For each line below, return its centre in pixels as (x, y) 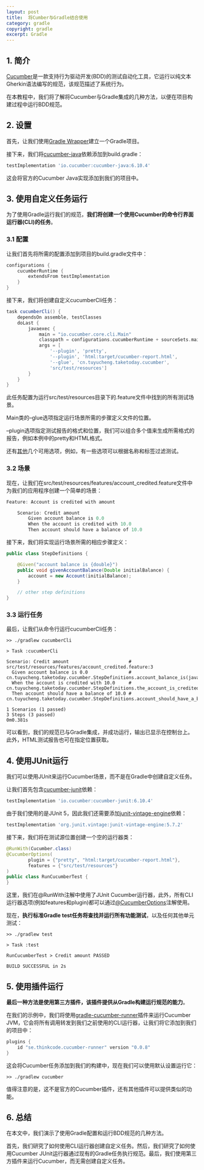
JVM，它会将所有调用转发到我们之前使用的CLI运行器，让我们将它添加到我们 (101, 1023)
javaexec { (42, 328)
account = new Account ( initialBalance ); (80, 576)
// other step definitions (51, 592)
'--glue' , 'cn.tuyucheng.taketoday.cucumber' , (110, 362)
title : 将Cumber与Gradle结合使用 (47, 18)
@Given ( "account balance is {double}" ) (68, 564)
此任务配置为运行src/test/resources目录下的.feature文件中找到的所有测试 (97, 397)
